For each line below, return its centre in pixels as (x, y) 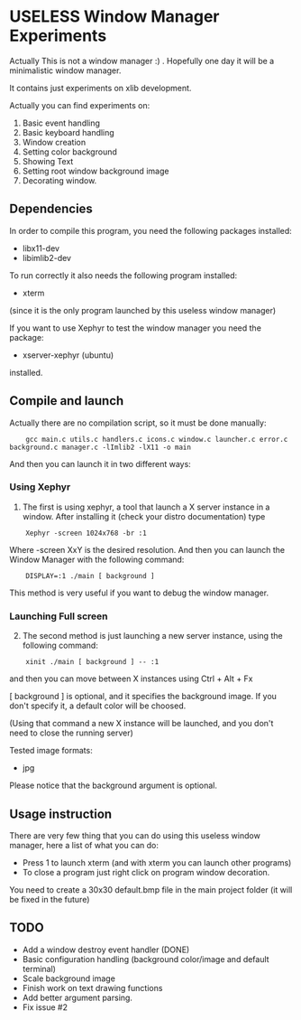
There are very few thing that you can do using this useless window (135, 835)
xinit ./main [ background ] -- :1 (92, 662)
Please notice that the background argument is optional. (114, 786)
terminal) (39, 969)
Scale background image (68, 978)
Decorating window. (59, 180)
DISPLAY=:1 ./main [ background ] (90, 576)
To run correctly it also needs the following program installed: (123, 275)
